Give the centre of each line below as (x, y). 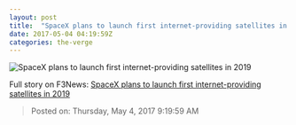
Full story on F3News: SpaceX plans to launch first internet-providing (135, 84)
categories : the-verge (51, 42)
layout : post (33, 17)
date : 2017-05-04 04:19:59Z (61, 34)
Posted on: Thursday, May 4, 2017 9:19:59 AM (115, 111)
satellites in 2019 (40, 94)
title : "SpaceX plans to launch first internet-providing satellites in (148, 26)
